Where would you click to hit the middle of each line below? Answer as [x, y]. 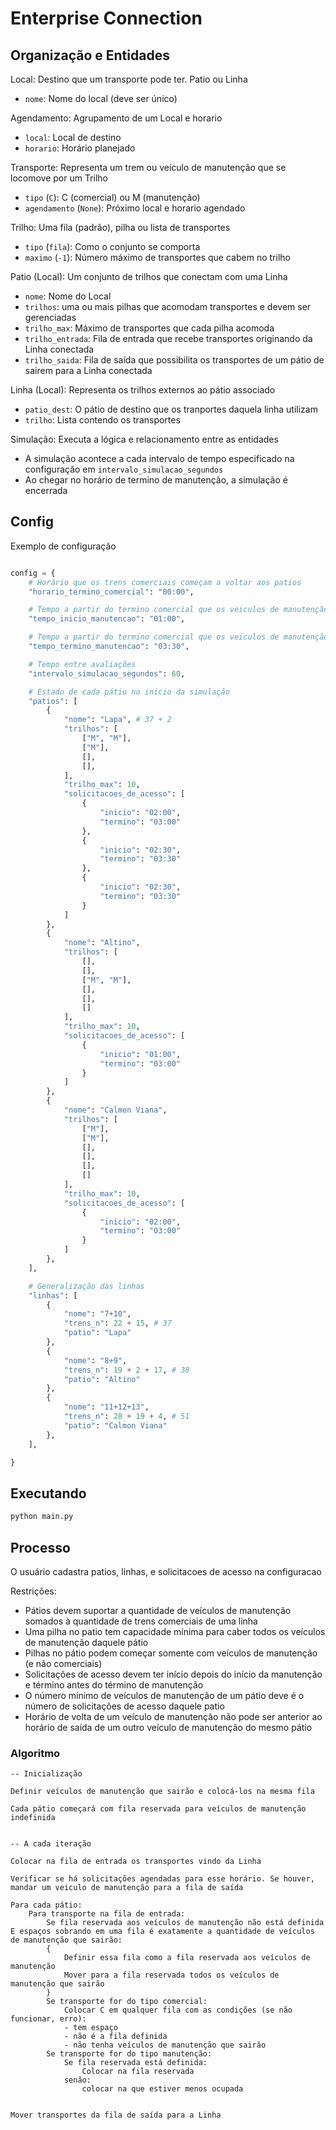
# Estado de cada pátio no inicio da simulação [129, 692]
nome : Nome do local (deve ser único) [101, 98]
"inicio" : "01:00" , [140, 1054]
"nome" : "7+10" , [97, 1314]
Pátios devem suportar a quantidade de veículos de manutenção [158, 1610]
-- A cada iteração [51, 1844]
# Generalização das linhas [86, 1286]
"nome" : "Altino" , [102, 943]
